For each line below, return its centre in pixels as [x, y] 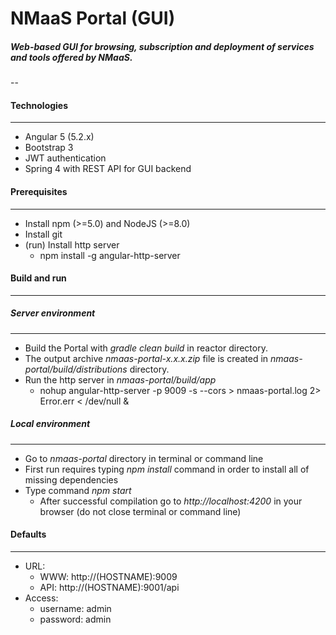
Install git [43, 234]
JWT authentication [65, 158]
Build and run [38, 278]
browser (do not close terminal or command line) [140, 511]
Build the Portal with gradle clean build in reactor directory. [146, 348]
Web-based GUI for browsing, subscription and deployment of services [162, 46]
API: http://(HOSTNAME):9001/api [109, 587]
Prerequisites [39, 191]
